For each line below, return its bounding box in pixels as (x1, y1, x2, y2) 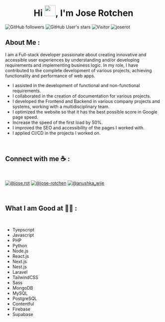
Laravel (12, 269, 28, 275)
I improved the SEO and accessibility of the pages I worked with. (12, 124, 145, 130)
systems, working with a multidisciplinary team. (12, 104, 110, 109)
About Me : (5, 38, 40, 47)
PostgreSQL (12, 296, 37, 302)
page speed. (12, 114, 38, 120)
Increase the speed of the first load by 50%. (12, 119, 103, 125)
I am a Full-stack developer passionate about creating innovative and (5, 51, 147, 57)
